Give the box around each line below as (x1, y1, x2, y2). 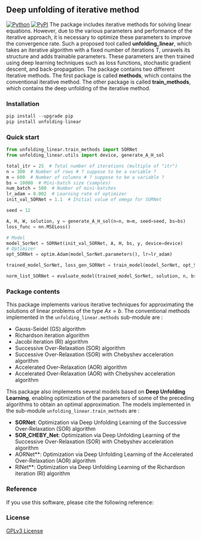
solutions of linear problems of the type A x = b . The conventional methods (6, 308, 190, 315)
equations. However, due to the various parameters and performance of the (6, 27, 193, 34)
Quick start (6, 133, 40, 141)
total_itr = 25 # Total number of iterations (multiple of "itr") (6, 163, 178, 169)
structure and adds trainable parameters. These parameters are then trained (6, 52, 194, 59)
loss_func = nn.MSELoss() (6, 223, 71, 230)
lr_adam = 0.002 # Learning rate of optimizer (6, 191, 127, 197)
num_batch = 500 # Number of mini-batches (6, 186, 117, 192)
